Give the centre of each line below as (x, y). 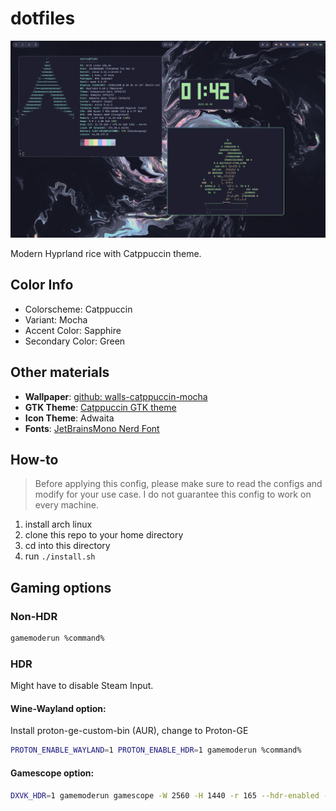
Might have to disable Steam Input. (82, 686)
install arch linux (58, 524)
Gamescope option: (52, 773)
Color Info (42, 285)
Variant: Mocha (56, 319)
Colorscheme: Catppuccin (78, 309)
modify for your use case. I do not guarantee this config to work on (173, 494)
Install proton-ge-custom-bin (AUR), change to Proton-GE (129, 731)
